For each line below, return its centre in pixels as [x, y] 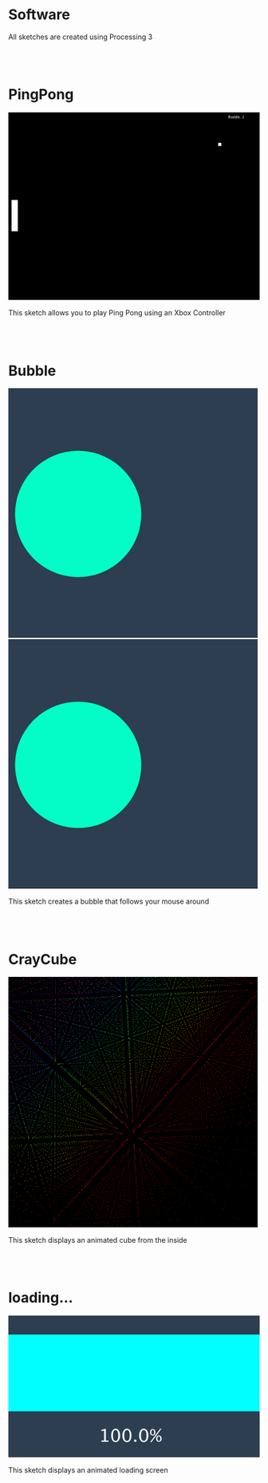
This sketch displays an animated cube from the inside [98, 1240]
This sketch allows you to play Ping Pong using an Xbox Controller [117, 313]
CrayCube [43, 959]
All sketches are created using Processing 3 [81, 37]
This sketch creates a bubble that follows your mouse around [109, 902]
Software [39, 15]
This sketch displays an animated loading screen [89, 1469]
